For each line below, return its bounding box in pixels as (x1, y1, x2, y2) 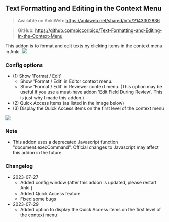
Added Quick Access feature (20, 190, 81, 196)
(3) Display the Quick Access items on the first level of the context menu (12, 105, 164, 111)
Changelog (5, 163, 33, 170)
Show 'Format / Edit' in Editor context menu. (20, 78, 113, 84)
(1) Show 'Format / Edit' (12, 73, 62, 79)
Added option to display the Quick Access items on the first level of (20, 206, 161, 212)
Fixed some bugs (20, 196, 57, 202)
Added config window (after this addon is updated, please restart (20, 179, 157, 185)
